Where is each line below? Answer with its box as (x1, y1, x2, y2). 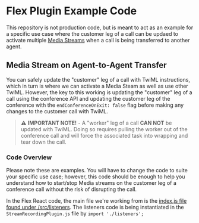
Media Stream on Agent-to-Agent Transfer (6, 60, 168, 70)
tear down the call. (20, 138, 67, 145)
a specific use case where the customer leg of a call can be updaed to (6, 30, 178, 37)
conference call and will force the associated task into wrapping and (20, 132, 188, 139)
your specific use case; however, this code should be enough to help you (6, 173, 185, 180)
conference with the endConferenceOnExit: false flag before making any (6, 101, 184, 109)
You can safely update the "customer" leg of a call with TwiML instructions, (6, 76, 190, 83)
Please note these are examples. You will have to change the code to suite (6, 167, 188, 174)
